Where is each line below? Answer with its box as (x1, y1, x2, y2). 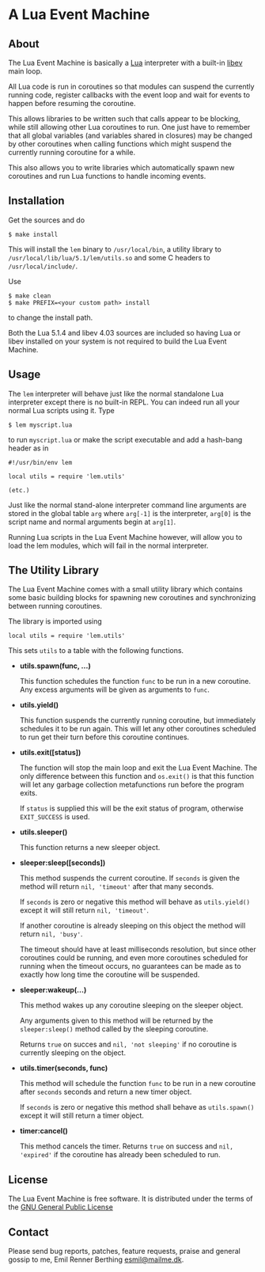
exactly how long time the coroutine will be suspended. (19, 970, 200, 979)
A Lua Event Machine (8, 6, 150, 24)
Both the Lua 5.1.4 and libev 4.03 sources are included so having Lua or (8, 328, 241, 337)
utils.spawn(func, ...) (19, 661, 91, 670)
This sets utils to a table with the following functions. (8, 646, 184, 655)
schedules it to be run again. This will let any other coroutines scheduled (19, 724, 257, 734)
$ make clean (8, 291, 51, 300)
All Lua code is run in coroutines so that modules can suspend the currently (8, 82, 255, 91)
